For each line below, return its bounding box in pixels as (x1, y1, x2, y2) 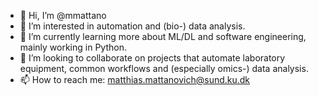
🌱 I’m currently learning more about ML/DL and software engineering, (19, 31, 307, 42)
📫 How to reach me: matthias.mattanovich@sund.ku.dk (19, 74, 251, 85)
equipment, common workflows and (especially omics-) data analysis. (19, 63, 309, 74)
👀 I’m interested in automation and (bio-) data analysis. (19, 20, 246, 32)
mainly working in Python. (19, 41, 127, 53)
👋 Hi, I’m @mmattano (19, 10, 107, 21)
